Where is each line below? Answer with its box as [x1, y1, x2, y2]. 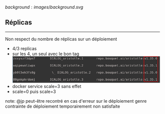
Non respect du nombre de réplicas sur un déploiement [5, 36, 117, 42]
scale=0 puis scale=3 [12, 88, 56, 94]
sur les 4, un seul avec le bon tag [12, 51, 80, 57]
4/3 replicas [12, 45, 37, 51]
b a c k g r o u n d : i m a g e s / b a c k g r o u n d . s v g [5, 4, 83, 10]
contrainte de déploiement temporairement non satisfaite [5, 103, 120, 109]
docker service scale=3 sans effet [12, 83, 82, 89]
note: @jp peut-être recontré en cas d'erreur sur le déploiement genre [5, 98, 147, 104]
